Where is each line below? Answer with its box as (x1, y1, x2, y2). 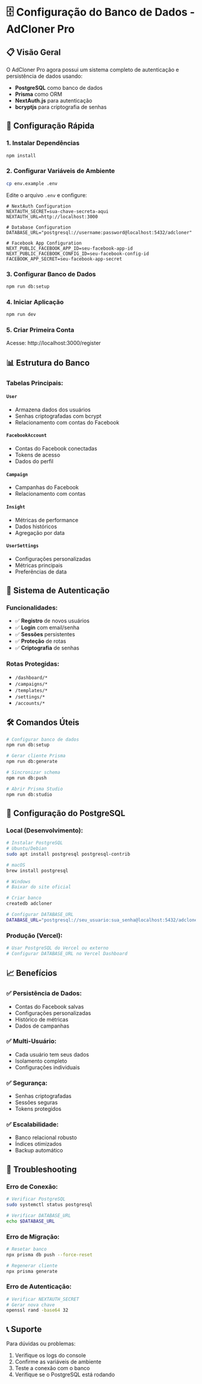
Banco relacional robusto (14, 1134, 77, 1141)
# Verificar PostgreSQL (6, 1196, 66, 1202)
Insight (6, 504, 26, 510)
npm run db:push (6, 775, 47, 781)
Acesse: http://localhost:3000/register (6, 340, 101, 347)
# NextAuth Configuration (6, 203, 71, 209)
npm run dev (6, 312, 36, 318)
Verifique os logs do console (14, 1352, 86, 1359)
